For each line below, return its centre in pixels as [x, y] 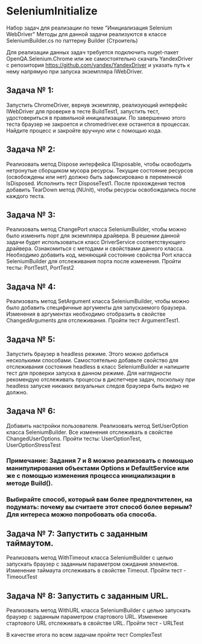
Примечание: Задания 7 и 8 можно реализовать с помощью [100, 460]
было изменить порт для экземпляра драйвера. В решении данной [93, 236]
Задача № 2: [31, 150]
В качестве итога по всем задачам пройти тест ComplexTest [84, 635]
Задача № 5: [31, 339]
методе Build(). [30, 483]
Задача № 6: [31, 411]
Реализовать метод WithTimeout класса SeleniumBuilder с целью [90, 558]
